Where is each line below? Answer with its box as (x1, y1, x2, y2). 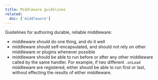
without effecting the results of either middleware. (12, 70, 112, 76)
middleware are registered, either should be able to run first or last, (12, 64, 146, 70)
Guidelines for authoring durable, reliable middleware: (5, 30, 112, 35)
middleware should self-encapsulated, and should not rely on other (12, 44, 146, 50)
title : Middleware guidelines (5, 7, 66, 12)
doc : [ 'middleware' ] (9, 16, 51, 21)
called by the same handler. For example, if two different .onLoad (12, 59, 141, 65)
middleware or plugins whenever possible (12, 49, 96, 55)
